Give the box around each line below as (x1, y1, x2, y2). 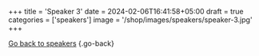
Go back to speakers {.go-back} (8, 39, 114, 48)
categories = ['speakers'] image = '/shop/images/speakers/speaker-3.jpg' (8, 15, 253, 24)
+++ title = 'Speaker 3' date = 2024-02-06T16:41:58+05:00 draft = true (8, 7, 244, 16)
